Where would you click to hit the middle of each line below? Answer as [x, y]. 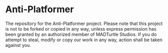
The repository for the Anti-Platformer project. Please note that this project [84, 23]
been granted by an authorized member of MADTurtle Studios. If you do [81, 34]
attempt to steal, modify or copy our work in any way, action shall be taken [84, 40]
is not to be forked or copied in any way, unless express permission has [81, 29]
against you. [18, 45]
